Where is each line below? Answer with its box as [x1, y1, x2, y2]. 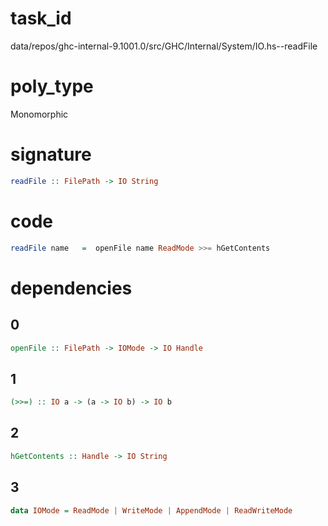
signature [10, 143, 92, 166]
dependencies [10, 277, 133, 299]
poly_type [10, 75, 94, 98]
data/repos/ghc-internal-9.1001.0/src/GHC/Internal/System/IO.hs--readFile [10, 40, 318, 52]
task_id [10, 7, 72, 30]
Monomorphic [10, 108, 69, 120]
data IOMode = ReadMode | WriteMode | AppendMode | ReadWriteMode [10, 505, 293, 516]
